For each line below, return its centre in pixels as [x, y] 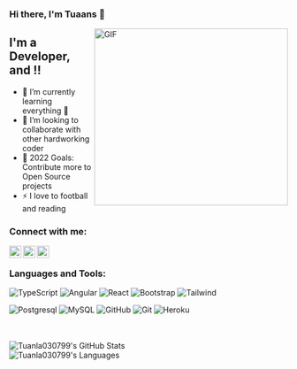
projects [37, 186]
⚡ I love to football [55, 196]
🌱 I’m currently [49, 91]
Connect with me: [48, 231]
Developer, [40, 57]
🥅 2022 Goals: [48, 158]
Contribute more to [57, 166]
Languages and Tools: [57, 273]
